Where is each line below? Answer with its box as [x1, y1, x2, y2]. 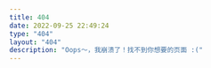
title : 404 [9, 12, 50, 22]
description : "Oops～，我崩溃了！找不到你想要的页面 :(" [9, 46, 203, 55]
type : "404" [9, 29, 53, 38]
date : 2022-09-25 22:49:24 [9, 21, 110, 30]
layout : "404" [9, 37, 62, 47]
